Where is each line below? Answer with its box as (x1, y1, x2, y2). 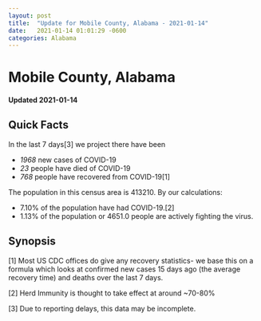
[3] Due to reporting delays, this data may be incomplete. (8, 303, 196, 313)
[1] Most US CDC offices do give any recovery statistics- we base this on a (8, 256, 254, 265)
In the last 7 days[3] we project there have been (8, 139, 166, 149)
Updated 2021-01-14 (8, 95, 78, 105)
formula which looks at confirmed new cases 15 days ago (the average (8, 264, 241, 274)
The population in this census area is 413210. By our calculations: (8, 187, 223, 196)
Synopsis (8, 235, 56, 248)
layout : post (8, 11, 52, 20)
